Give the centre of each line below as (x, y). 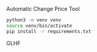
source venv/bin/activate (39, 26)
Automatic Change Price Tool (43, 9)
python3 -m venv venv (34, 20)
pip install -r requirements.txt (49, 31)
